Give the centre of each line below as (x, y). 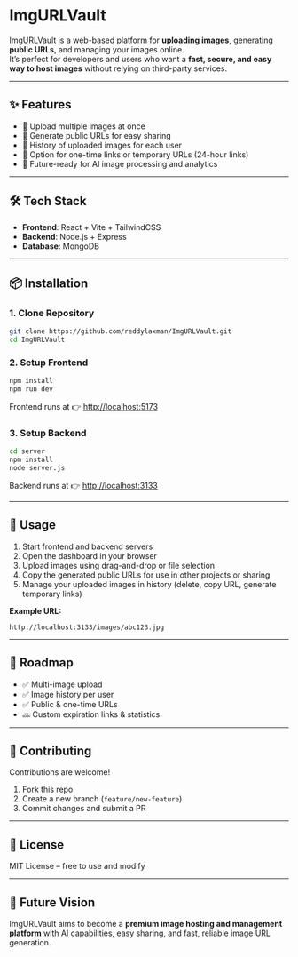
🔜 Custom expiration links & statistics (91, 714)
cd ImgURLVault (37, 340)
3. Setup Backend (48, 433)
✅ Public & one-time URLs (70, 704)
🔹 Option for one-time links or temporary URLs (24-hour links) (135, 154)
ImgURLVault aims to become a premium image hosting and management (146, 924)
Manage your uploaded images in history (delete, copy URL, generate (149, 584)
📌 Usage (32, 525)
